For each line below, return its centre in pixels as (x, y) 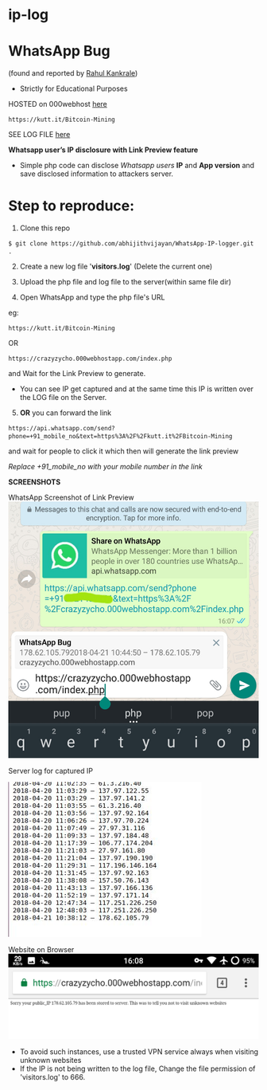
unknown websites (50, 1060)
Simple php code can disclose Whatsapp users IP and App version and (137, 166)
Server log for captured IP (51, 771)
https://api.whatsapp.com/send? (62, 429)
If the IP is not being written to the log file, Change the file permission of (137, 1068)
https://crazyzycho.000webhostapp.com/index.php (90, 359)
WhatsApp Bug (59, 51)
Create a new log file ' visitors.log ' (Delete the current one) (116, 267)
